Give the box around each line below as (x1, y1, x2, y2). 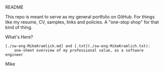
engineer (5, 52, 23, 57)
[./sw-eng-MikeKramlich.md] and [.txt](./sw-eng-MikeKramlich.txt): (5, 44, 151, 49)
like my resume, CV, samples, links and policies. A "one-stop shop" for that (5, 19, 159, 25)
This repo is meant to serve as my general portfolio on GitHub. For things (5, 14, 155, 19)
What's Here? (5, 34, 33, 40)
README (5, 4, 24, 10)
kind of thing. (5, 24, 32, 30)
